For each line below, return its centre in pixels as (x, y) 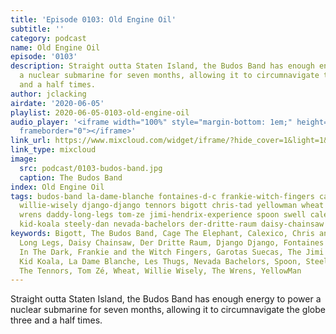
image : (24, 159)
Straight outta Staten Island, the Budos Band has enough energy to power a (166, 299)
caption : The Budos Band (71, 177)
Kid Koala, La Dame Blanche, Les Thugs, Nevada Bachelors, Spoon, (160, 261)
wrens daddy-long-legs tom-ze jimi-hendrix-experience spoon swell (163, 215)
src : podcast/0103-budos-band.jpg (91, 168)
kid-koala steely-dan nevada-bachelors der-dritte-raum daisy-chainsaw (172, 224)
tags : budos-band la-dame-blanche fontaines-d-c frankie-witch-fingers (162, 196)
